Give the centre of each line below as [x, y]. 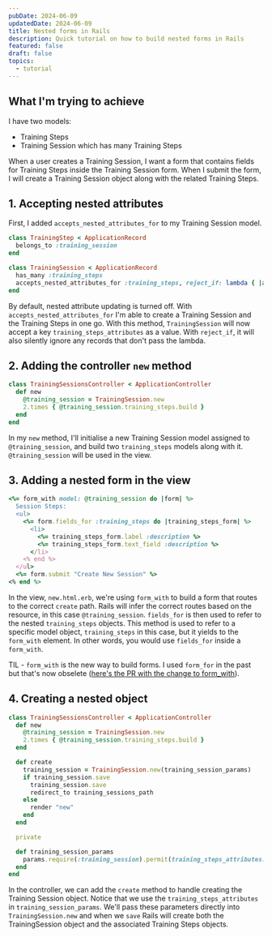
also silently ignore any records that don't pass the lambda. [107, 340]
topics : [21, 62]
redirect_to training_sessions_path [91, 792]
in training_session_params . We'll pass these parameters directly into [124, 907]
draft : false [30, 53]
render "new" [52, 807]
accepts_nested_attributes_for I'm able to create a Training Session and [130, 314]
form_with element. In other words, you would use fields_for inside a [125, 640]
